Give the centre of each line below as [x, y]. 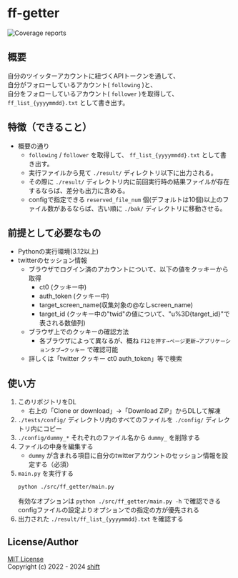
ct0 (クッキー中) [63, 287]
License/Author [43, 542]
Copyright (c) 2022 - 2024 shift [54, 567]
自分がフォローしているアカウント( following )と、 [82, 84]
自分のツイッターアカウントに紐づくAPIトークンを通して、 [94, 76]
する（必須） [54, 464]
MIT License [26, 559]
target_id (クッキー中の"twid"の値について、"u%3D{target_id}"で [134, 314]
